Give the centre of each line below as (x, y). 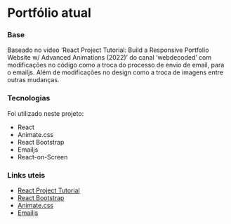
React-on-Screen (42, 157)
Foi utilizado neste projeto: (46, 113)
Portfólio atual (49, 13)
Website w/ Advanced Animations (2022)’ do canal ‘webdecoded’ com (110, 58)
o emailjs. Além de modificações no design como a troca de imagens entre (115, 72)
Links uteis (26, 175)
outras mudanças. (33, 80)
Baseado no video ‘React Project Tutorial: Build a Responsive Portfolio (108, 50)
